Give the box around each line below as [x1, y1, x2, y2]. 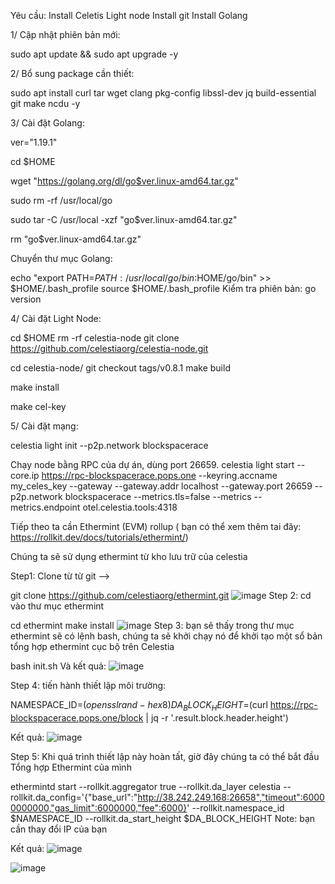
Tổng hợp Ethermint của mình [10, 761, 132, 773]
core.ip [10, 470, 40, 481]
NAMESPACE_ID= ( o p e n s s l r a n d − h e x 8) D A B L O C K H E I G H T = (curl [10, 699, 268, 713]
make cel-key [10, 401, 67, 412]
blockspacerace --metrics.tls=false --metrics [64, 491, 252, 502]
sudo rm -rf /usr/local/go [10, 195, 113, 206]
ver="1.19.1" [10, 136, 58, 148]
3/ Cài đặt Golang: [10, 117, 85, 129]
